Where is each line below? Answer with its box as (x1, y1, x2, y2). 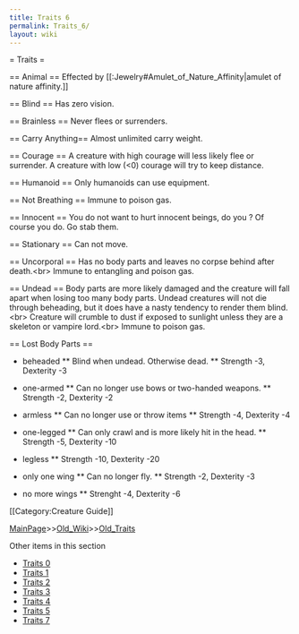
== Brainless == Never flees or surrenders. (9, 116, 168, 126)
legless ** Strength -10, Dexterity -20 (21, 454, 160, 465)
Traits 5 (21, 605, 51, 616)
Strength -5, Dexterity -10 (21, 436, 117, 448)
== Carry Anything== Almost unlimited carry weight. (9, 133, 203, 144)
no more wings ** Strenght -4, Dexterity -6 (21, 489, 181, 500)
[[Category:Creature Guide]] (9, 506, 114, 517)
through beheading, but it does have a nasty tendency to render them (9, 302, 266, 313)
